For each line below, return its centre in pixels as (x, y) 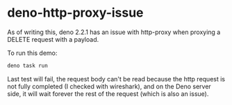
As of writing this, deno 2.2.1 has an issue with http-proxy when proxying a (114, 32)
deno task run (28, 65)
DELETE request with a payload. (53, 39)
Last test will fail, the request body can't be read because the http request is (116, 79)
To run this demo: (32, 53)
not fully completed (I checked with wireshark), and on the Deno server (109, 86)
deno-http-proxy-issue (75, 13)
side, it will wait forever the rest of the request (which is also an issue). (108, 94)
